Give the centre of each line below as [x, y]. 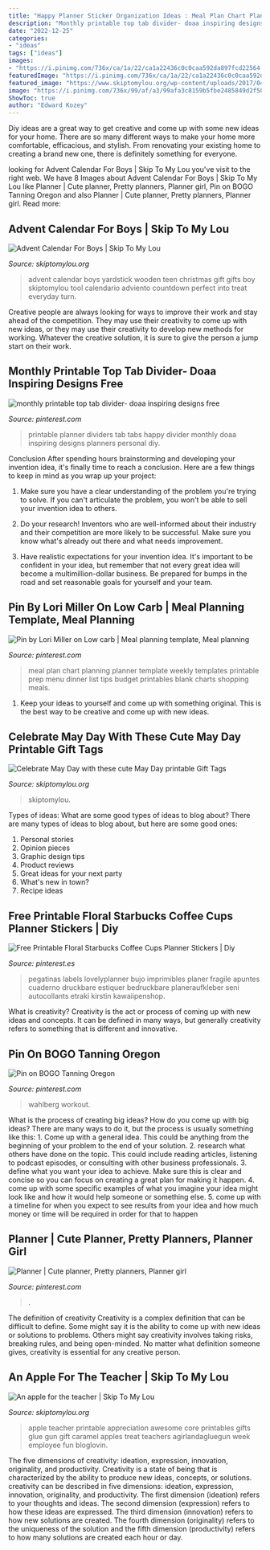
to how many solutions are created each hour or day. [96, 1537]
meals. [39, 687]
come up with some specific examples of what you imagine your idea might [133, 1188]
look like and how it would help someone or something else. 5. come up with [135, 1197]
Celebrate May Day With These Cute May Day [125, 736]
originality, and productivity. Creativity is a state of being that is [113, 1469]
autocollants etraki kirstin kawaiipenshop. [96, 996]
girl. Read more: [35, 204]
